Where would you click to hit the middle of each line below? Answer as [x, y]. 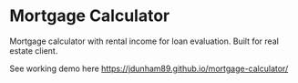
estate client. [34, 50]
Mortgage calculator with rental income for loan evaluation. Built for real [144, 41]
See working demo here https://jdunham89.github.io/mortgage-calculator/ [149, 68]
